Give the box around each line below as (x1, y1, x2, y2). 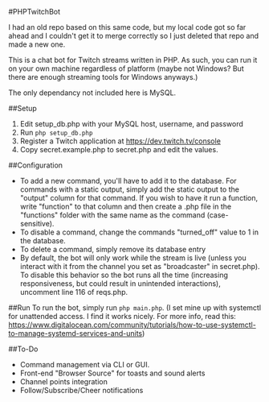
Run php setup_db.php (19, 128, 93, 137)
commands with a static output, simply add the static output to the (19, 184, 239, 194)
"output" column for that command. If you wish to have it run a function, (19, 193, 259, 202)
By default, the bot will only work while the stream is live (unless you (19, 253, 247, 263)
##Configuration (8, 160, 63, 170)
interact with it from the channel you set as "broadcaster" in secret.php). (19, 262, 260, 271)
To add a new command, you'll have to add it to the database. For (19, 176, 237, 185)
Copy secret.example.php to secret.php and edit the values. (19, 145, 218, 154)
